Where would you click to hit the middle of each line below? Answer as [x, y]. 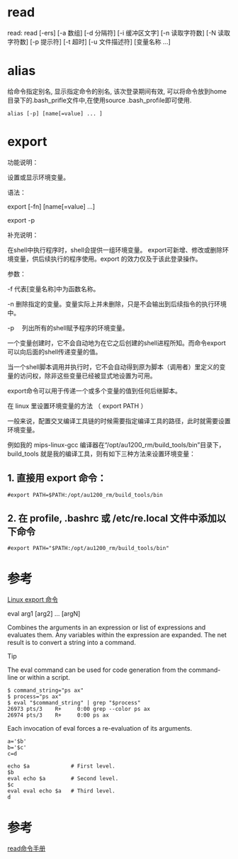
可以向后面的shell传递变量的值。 [55, 352]
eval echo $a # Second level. [63, 779]
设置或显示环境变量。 [38, 177]
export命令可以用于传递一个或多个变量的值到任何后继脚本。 [95, 391]
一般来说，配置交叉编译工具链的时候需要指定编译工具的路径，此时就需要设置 [119, 421]
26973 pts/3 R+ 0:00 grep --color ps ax [79, 709]
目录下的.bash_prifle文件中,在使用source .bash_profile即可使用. [100, 100]
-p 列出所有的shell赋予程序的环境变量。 [68, 327]
